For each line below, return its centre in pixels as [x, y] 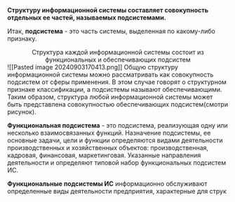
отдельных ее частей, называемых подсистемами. [87, 18]
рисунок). [22, 112]
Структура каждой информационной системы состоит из [118, 52]
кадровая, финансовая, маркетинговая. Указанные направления [104, 155]
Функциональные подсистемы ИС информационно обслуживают [107, 184]
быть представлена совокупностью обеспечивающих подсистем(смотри [118, 104]
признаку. [22, 39]
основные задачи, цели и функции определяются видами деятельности [115, 140]
